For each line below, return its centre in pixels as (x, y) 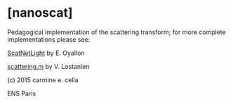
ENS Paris (22, 93)
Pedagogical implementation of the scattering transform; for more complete (116, 32)
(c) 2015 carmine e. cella (43, 80)
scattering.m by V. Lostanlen (48, 66)
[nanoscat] (40, 13)
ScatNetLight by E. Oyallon (46, 53)
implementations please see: (49, 39)
